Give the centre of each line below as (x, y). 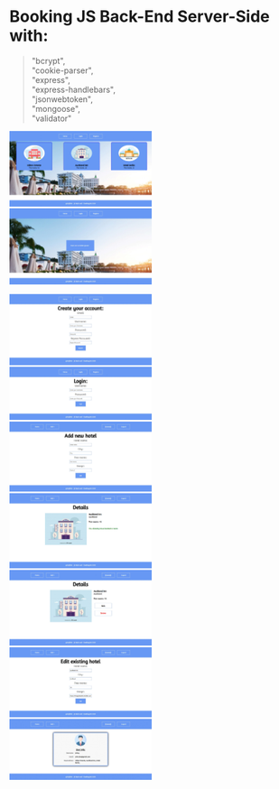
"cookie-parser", (62, 70)
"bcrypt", (48, 60)
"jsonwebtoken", (62, 99)
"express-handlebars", (73, 89)
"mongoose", (56, 108)
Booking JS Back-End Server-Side (140, 17)
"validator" (51, 118)
